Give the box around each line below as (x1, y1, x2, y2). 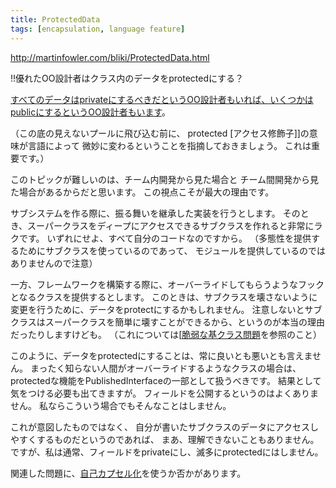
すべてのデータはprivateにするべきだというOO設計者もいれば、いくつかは (10, 93, 314, 105)
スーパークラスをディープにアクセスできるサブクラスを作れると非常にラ (27, 219, 323, 231)
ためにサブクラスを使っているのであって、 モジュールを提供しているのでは (18, 244, 327, 256)
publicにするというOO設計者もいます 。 (10, 106, 172, 118)
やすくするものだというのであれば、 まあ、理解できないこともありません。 (10, 433, 320, 445)
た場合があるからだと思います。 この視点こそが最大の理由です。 (10, 186, 275, 198)
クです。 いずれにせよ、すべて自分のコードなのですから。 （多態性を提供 (10, 232, 312, 244)
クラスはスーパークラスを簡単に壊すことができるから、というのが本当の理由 (10, 316, 326, 328)
